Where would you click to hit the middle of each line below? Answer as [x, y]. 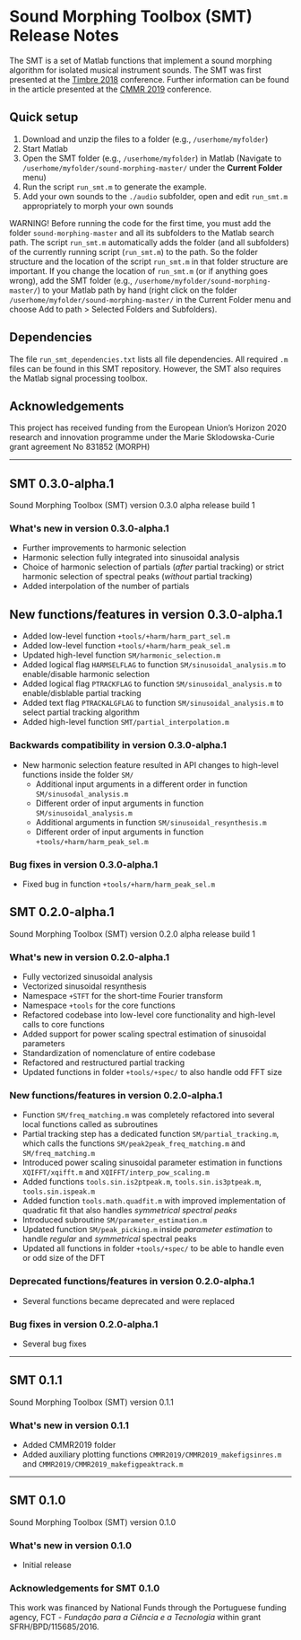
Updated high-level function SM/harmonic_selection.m [121, 655]
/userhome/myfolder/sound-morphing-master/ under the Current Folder [152, 167]
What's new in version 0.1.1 [69, 1425]
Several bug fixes [54, 1344]
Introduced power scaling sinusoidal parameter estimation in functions [152, 1163]
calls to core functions [63, 1024]
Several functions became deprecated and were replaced [129, 1301]
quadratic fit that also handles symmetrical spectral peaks [129, 1211]
